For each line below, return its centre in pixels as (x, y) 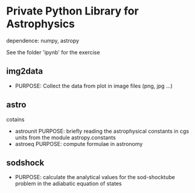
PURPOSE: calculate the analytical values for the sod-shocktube (95, 177)
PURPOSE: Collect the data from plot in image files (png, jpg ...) (94, 86)
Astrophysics (41, 24)
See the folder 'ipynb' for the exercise (53, 52)
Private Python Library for (72, 11)
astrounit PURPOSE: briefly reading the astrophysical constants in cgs (102, 131)
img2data (25, 71)
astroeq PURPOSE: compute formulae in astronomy (79, 144)
